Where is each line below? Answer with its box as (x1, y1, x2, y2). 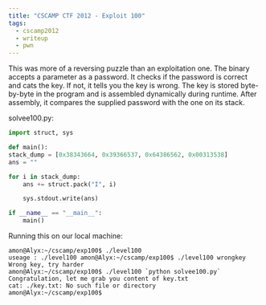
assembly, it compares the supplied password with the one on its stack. (8, 98, 245, 108)
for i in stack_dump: (8, 173, 81, 181)
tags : (8, 19, 27, 27)
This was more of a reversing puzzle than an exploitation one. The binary (8, 63, 251, 73)
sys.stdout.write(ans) (23, 194, 99, 203)
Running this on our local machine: (8, 231, 123, 241)
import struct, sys (8, 129, 74, 137)
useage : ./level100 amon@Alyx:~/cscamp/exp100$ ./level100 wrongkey (8, 254, 247, 262)
